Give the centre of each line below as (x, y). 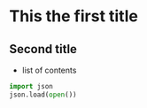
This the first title (74, 16)
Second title (43, 49)
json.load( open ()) (43, 95)
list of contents (49, 70)
